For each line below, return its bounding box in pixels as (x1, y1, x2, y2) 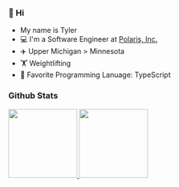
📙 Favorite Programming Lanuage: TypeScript (19, 70, 171, 79)
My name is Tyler (19, 26, 78, 35)
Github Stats (8, 90, 59, 101)
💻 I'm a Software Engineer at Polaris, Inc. (19, 35, 158, 44)
